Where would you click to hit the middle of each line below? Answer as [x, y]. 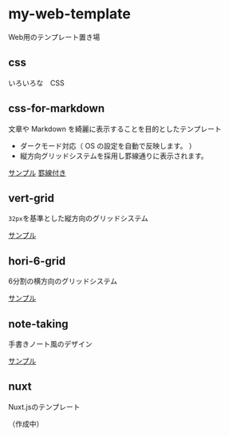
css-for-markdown [57, 109]
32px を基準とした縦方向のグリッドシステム [79, 218]
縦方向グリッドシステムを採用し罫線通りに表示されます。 [114, 156]
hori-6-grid [37, 261]
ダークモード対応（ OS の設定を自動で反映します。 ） [108, 145]
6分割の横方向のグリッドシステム [63, 281]
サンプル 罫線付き [37, 172]
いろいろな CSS [37, 83]
